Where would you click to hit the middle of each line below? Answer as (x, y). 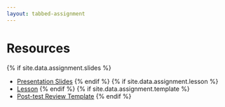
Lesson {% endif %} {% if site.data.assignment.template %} (103, 89)
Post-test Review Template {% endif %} (74, 96)
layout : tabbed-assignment (46, 14)
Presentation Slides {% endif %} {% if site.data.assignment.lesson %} (117, 81)
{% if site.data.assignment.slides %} (59, 68)
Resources (39, 48)
